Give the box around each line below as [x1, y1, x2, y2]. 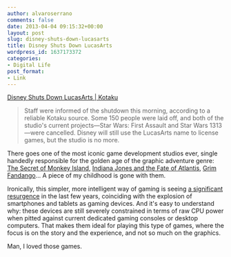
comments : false [7, 17, 54, 23]
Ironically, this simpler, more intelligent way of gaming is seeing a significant [7, 184, 223, 193]
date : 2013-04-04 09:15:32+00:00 [7, 23, 103, 30]
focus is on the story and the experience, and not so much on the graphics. [7, 229, 221, 237]
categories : [7, 55, 41, 62]
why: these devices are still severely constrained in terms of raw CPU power [7, 207, 224, 215]
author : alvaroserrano [7, 10, 72, 17]
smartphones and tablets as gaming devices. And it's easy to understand [7, 200, 215, 208]
